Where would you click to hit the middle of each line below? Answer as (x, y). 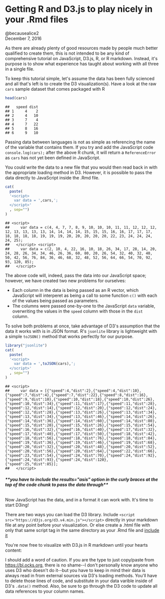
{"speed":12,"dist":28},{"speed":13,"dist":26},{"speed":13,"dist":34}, (81, 412)
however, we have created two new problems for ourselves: (66, 281)
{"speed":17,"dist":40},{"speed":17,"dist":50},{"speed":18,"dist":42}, (81, 434)
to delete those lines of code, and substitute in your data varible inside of (79, 581)
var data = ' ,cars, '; (36, 201)
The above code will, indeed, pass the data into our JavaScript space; (76, 275)
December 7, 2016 (23, 38)
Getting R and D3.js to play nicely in (79, 9)
